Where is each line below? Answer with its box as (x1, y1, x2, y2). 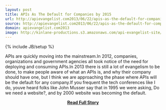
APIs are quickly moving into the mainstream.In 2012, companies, (5, 53, 138, 59)
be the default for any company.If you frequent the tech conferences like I (5, 79, 156, 85)
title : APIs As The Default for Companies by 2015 (5, 12, 112, 17)
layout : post (5, 7, 32, 12)
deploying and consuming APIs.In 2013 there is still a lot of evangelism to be (5, 64, 160, 70)
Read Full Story (67, 100, 99, 105)
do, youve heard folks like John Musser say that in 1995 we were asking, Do (5, 85, 160, 90)
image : (5, 30, 19, 35)
